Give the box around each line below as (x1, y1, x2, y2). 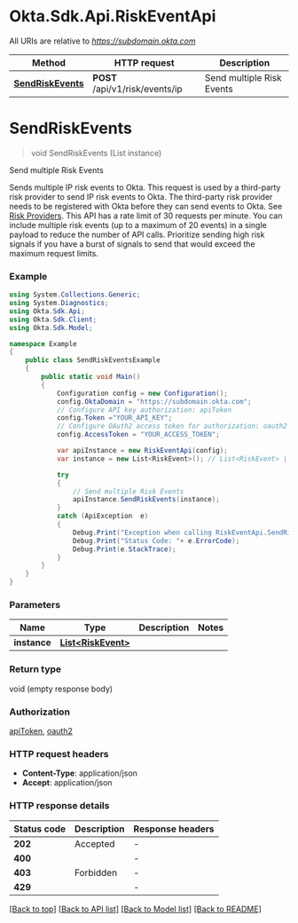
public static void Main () (41, 373, 141, 382)
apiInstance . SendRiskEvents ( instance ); (72, 495, 220, 504)
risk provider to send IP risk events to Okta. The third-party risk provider (9, 191, 273, 201)
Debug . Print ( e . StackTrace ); (72, 544, 176, 554)
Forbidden (74, 866, 118, 879)
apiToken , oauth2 (9, 725, 74, 736)
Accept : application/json (21, 777, 113, 788)
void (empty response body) (9, 683, 114, 694)
